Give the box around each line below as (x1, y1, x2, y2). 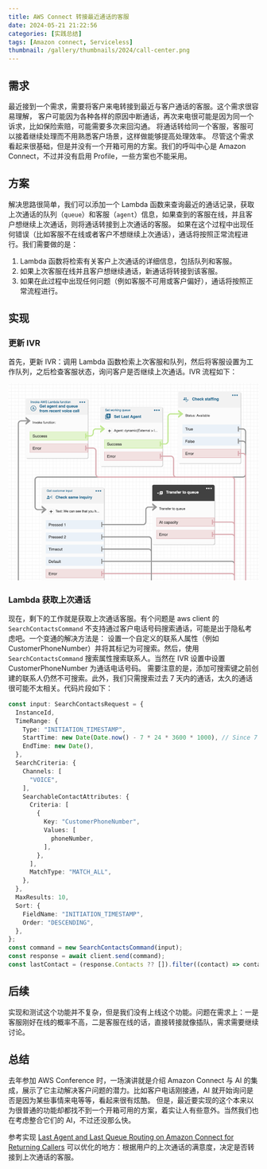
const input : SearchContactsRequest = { (8, 700, 145, 708)
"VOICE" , (29, 776, 59, 784)
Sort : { (15, 901, 41, 909)
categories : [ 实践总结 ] (8, 29, 82, 37)
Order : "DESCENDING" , (22, 918, 94, 927)
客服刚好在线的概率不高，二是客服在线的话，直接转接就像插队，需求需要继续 (8, 1017, 259, 1026)
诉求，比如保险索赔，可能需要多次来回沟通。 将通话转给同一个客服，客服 (8, 121, 247, 131)
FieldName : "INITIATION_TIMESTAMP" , (22, 910, 145, 918)
